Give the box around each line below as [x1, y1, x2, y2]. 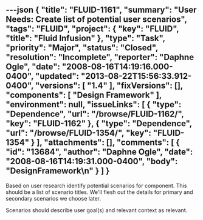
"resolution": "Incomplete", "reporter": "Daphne [5, 52, 194, 62]
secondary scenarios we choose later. [5, 195, 101, 202]
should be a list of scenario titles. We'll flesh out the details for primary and [5, 188, 193, 196]
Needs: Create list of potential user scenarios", [5, 15, 187, 25]
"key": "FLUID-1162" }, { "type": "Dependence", [5, 118, 192, 129]
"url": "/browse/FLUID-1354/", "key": [5, 128, 151, 138]
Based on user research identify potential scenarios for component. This [5, 182, 187, 189]
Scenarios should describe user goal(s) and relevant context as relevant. [5, 206, 188, 214]
